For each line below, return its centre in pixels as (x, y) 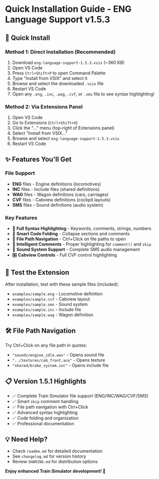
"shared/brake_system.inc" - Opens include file (61, 365)
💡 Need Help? (26, 439)
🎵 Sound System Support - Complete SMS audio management (76, 250)
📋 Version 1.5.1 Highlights (46, 382)
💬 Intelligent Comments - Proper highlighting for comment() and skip (82, 244)
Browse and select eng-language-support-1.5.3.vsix (66, 139)
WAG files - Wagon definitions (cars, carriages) (60, 194)
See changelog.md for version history (49, 456)
